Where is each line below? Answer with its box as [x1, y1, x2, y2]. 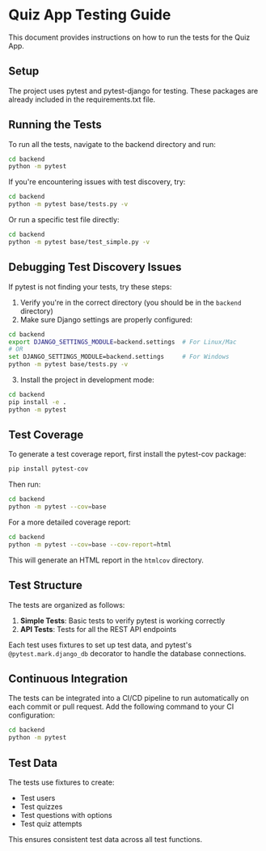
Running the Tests [8, 118, 103, 132]
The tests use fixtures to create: [8, 777, 115, 787]
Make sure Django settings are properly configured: [19, 314, 192, 324]
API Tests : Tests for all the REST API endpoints [19, 624, 177, 634]
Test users [19, 794, 56, 803]
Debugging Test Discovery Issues [8, 260, 182, 274]
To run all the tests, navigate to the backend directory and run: [8, 139, 216, 149]
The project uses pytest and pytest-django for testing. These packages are [8, 86, 259, 95]
